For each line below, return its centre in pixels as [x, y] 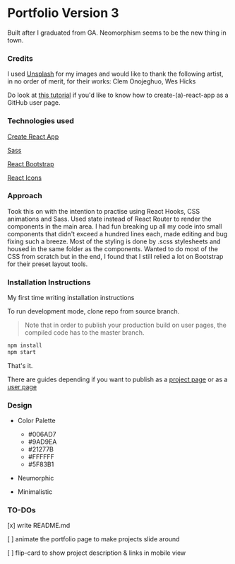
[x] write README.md [39, 526]
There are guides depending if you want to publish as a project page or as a [117, 379]
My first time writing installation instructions [71, 298]
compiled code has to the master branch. [84, 333]
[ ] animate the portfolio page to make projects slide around [94, 539]
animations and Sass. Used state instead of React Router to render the [109, 219]
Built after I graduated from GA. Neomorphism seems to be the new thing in [117, 33]
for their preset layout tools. [48, 264]
